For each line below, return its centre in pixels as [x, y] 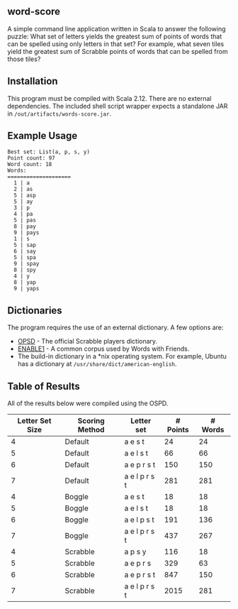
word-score [34, 12]
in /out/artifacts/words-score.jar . [59, 114]
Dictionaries [35, 311]
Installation [33, 81]
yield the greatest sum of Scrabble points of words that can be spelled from [118, 51]
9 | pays [27, 233]
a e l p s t [139, 520]
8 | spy [25, 270]
